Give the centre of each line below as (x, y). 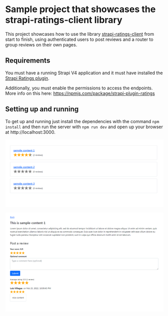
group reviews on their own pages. (41, 44)
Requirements (28, 61)
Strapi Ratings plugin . (27, 78)
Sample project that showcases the (80, 9)
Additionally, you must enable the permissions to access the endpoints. (79, 88)
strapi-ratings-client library (64, 20)
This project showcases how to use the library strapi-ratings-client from (80, 34)
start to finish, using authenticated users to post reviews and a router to (79, 39)
